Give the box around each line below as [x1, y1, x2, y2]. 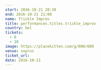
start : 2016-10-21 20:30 [5, 7, 56, 12]
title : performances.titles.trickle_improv [5, 21, 97, 26]
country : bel [5, 26, 32, 31]
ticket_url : [5, 53, 30, 58]
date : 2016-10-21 [5, 58, 41, 63]
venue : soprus [5, 48, 35, 53]
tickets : [5, 30, 23, 35]
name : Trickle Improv [5, 16, 50, 21]
